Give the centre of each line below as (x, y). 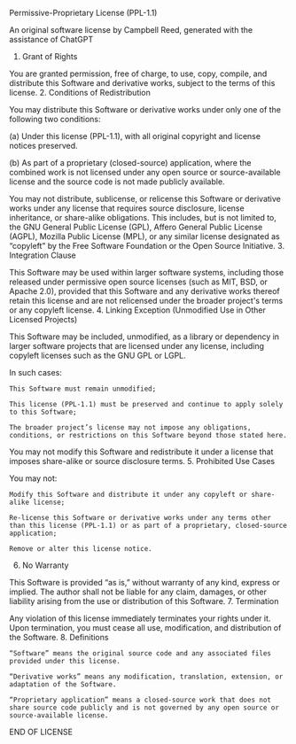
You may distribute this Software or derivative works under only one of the (145, 109)
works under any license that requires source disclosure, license (127, 208)
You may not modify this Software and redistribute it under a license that (141, 452)
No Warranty (45, 565)
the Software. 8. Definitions (59, 637)
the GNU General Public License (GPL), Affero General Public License (136, 227)
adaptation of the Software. (63, 685)
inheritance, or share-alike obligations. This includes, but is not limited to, (143, 217)
